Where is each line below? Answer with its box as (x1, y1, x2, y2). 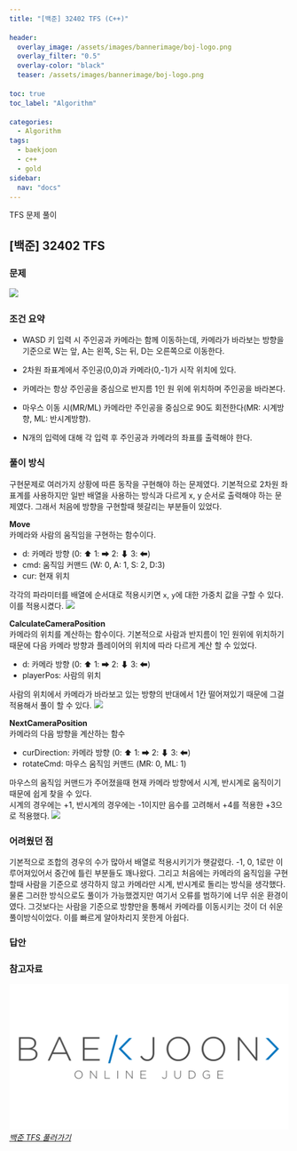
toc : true (9, 89, 46, 98)
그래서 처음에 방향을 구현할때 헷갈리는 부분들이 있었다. (35, 500, 223, 511)
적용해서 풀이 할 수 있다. (9, 699, 92, 710)
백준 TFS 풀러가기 (9, 1132, 72, 1142)
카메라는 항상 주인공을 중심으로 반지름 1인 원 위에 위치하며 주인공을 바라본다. (21, 383, 285, 395)
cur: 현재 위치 (21, 570, 70, 581)
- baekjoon (17, 146, 58, 155)
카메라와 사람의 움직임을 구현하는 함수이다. (9, 529, 157, 540)
